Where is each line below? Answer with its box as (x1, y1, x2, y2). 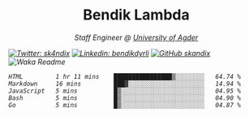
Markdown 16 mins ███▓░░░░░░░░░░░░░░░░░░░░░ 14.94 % (8, 80, 242, 88)
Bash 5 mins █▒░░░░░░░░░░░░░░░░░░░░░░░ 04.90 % (8, 93, 242, 102)
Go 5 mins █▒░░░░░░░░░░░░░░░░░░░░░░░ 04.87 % (8, 101, 242, 109)
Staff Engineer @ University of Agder (74, 32, 199, 42)
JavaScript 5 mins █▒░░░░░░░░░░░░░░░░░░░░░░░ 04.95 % (8, 87, 242, 95)
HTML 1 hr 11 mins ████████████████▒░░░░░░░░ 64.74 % (8, 72, 242, 80)
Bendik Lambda (83, 6, 190, 24)
